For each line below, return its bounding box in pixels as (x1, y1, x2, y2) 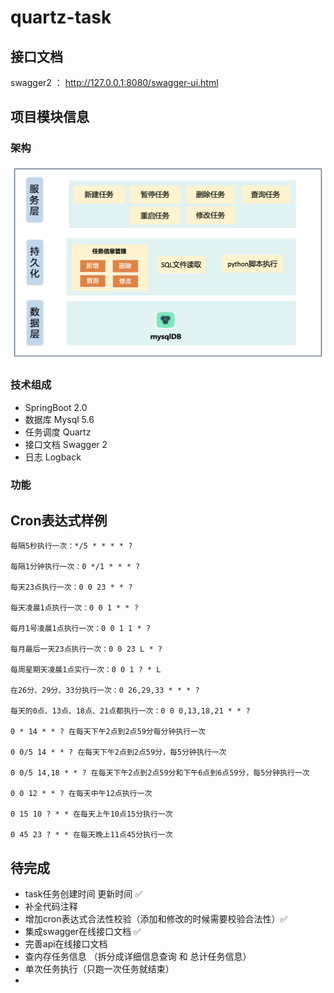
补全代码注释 (24, 901, 78, 913)
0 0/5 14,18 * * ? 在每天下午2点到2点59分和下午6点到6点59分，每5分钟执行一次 (10, 768, 310, 778)
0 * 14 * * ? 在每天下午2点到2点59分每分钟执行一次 (10, 727, 206, 737)
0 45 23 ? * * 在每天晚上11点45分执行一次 (10, 830, 173, 840)
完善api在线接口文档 (24, 938, 108, 950)
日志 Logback (24, 451, 82, 463)
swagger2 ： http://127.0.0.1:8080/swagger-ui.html (10, 77, 219, 88)
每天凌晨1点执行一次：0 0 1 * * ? (10, 603, 139, 613)
